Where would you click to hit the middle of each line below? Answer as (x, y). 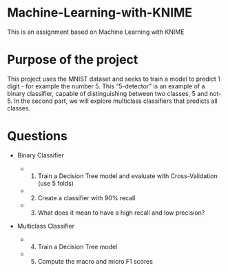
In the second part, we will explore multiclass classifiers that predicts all (116, 101)
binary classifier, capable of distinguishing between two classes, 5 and (107, 93)
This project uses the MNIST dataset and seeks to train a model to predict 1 (114, 79)
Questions (37, 136)
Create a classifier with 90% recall (86, 197)
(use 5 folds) (56, 183)
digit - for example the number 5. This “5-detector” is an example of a (106, 86)
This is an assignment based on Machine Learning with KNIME (96, 32)
